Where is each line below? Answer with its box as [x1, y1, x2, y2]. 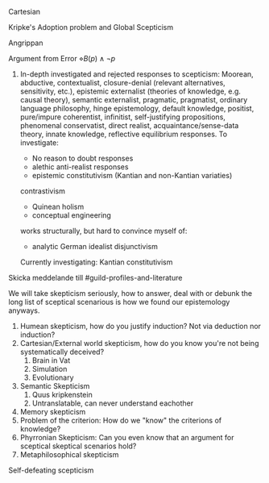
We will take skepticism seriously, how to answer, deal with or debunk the [8, 289, 252, 298]
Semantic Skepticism [19, 381, 90, 390]
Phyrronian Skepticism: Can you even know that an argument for [19, 433, 234, 442]
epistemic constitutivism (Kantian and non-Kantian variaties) [31, 171, 233, 180]
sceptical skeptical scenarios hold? [19, 441, 137, 451]
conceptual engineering [31, 210, 111, 220]
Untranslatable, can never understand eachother [31, 398, 194, 408]
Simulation [31, 364, 68, 373]
